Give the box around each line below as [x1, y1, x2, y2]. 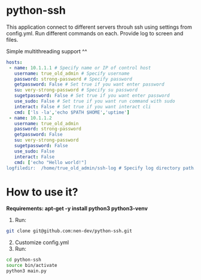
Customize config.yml [14, 239, 69, 246]
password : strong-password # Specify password [14, 76, 133, 82]
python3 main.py [6, 268, 47, 274]
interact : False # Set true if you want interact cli [14, 104, 151, 109]
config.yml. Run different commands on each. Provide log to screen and [6, 29, 184, 36]
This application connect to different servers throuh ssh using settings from [6, 23, 193, 31]
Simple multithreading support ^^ [6, 47, 88, 54]
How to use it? [6, 185, 78, 199]
